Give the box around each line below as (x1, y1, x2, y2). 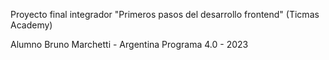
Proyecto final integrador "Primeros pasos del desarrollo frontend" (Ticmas (10, 9, 320, 20)
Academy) (10, 19, 53, 31)
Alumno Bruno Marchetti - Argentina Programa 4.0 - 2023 (10, 39, 249, 50)
